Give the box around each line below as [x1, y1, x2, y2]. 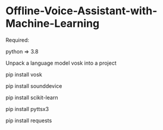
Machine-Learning [5, 17, 99, 30]
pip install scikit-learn [5, 94, 58, 101]
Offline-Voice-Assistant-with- [5, 4, 158, 18]
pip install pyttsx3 [5, 105, 49, 112]
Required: [5, 36, 30, 43]
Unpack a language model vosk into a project [5, 59, 117, 66]
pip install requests [5, 117, 52, 124]
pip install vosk [5, 71, 42, 78]
